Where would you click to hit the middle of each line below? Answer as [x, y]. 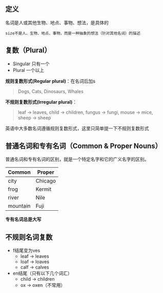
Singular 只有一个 [31, 64]
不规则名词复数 [29, 237]
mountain [19, 206]
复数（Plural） [28, 50]
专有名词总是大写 [23, 219]
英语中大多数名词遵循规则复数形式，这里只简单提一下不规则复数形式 [77, 128]
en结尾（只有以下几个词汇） [43, 273]
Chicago [46, 181]
